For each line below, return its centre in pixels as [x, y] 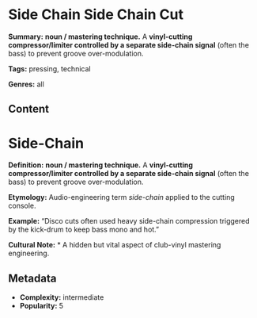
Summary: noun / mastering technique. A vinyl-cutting [100, 36]
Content [29, 109]
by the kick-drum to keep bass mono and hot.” [84, 230]
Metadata [32, 278]
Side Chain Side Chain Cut [96, 15]
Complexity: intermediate [62, 297]
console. [23, 206]
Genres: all [26, 84]
